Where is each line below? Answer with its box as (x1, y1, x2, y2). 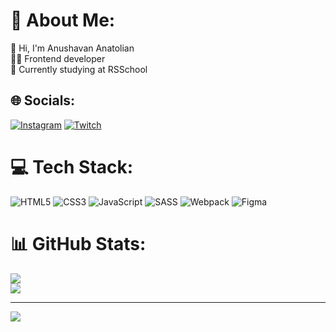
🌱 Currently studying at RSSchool (10, 63, 148, 75)
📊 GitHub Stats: (10, 232, 147, 255)
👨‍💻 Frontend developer (10, 52, 106, 64)
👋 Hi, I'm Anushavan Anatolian (10, 42, 135, 54)
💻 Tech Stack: (10, 155, 134, 178)
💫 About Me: (10, 9, 116, 32)
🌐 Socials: (10, 92, 76, 109)
